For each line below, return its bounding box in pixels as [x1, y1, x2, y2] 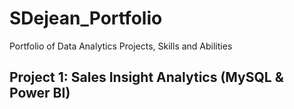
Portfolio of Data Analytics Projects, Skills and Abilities [9, 40, 233, 52]
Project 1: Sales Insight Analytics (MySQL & [9, 69, 284, 86]
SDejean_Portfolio [9, 7, 163, 30]
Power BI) [9, 85, 71, 102]
